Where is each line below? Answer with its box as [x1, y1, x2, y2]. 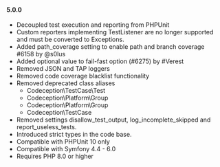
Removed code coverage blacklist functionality [16, 72, 150, 80]
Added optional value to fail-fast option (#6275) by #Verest [16, 57, 184, 65]
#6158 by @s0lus [16, 50, 66, 58]
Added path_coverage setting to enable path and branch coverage [16, 43, 205, 51]
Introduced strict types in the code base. [16, 131, 132, 139]
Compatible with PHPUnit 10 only [16, 137, 111, 146]
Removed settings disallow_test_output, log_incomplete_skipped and [16, 115, 211, 124]
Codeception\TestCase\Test [26, 87, 106, 95]
